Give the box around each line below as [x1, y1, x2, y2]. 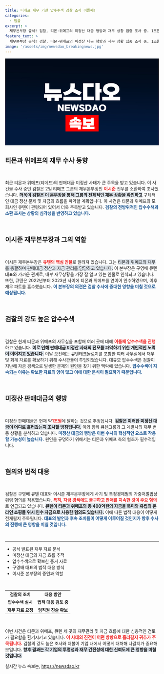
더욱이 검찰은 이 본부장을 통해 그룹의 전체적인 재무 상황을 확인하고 [19, 192, 143, 198]
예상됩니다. [5, 289, 27, 295]
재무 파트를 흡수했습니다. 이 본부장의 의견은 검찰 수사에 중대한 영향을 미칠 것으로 [5, 284, 156, 289]
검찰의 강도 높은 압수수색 [5, 315, 75, 323]
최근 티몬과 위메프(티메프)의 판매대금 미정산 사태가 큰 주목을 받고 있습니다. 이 [5, 180, 151, 186]
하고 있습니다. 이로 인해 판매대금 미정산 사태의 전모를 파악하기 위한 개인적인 [5, 344, 147, 350]
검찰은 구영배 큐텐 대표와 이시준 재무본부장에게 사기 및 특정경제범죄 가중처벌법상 [5, 491, 158, 497]
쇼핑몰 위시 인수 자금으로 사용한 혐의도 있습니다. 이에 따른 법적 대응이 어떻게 [14, 509, 158, 515]
